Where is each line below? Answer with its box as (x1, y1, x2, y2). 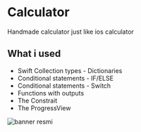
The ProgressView (17, 103, 71, 112)
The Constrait (17, 96, 58, 105)
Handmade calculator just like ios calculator (7, 27, 134, 36)
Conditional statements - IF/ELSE (17, 74, 114, 82)
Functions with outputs (17, 88, 85, 97)
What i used (7, 48, 61, 60)
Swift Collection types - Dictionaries (17, 66, 123, 74)
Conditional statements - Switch (17, 81, 111, 90)
